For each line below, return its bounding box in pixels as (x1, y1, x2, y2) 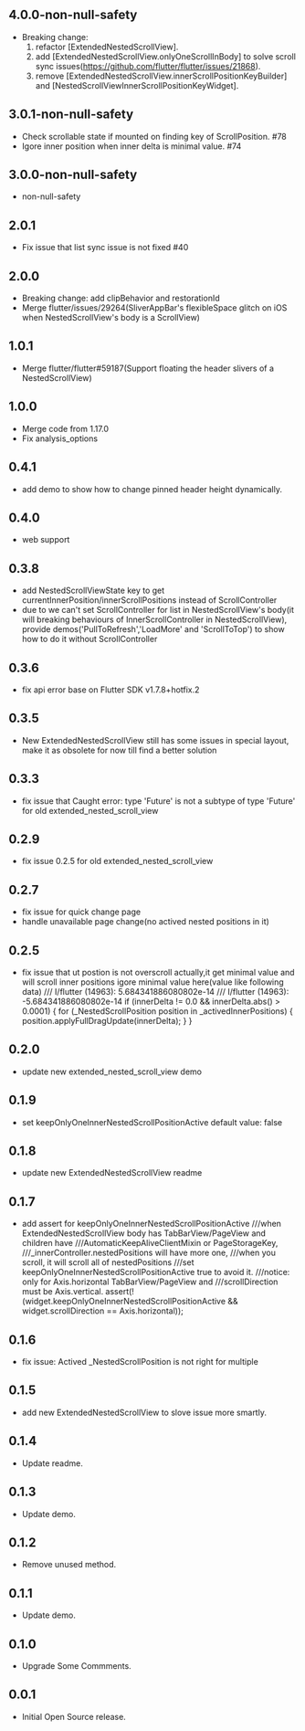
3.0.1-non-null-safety (8, 107, 134, 122)
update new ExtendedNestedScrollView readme (21, 1167, 203, 1178)
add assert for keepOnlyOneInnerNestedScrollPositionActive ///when (21, 1219, 282, 1230)
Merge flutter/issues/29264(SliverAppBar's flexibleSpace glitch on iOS (21, 302, 288, 313)
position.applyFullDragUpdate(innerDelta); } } (21, 1016, 193, 1026)
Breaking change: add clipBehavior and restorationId (21, 292, 220, 304)
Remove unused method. (21, 1559, 117, 1570)
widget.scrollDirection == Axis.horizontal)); (21, 1305, 184, 1316)
